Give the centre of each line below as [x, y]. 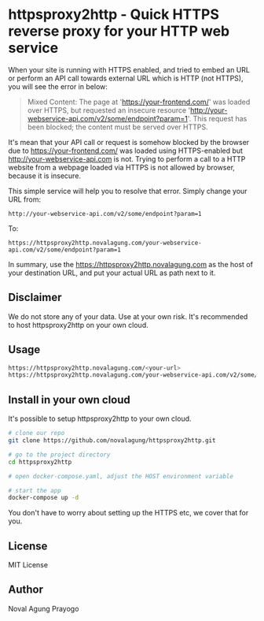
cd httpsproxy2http [40, 462]
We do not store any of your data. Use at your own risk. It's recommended [128, 316]
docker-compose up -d [44, 498]
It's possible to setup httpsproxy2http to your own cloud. [100, 418]
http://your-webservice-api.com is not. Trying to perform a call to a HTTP [127, 158]
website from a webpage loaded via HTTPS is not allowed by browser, [122, 167]
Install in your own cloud [70, 400]
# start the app [35, 490]
